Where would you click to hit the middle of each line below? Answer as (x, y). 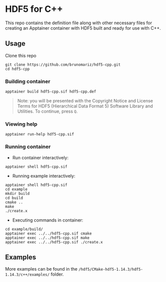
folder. (57, 274)
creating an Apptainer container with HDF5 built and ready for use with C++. (83, 28)
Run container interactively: (40, 157)
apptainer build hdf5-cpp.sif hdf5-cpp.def (51, 92)
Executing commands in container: (48, 220)
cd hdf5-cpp (17, 69)
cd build (14, 198)
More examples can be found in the (41, 269)
